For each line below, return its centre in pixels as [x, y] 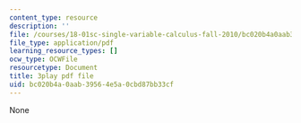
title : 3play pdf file [52, 76]
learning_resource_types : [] [64, 51]
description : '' [39, 26]
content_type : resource [54, 18]
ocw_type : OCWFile [43, 59]
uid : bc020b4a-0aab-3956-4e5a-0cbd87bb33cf [92, 84]
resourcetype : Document [54, 68]
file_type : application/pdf [62, 43]
